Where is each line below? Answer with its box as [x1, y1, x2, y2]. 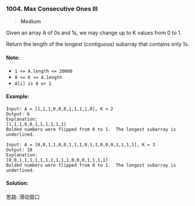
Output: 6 [6, 111, 30, 117]
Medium [20, 18, 41, 25]
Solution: [6, 180, 29, 187]
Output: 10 [6, 147, 33, 153]
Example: [6, 93, 30, 100]
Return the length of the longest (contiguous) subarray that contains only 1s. [6, 40, 190, 48]
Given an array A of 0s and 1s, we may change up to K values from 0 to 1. [6, 29, 182, 36]
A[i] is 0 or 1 [14, 81, 52, 87]
